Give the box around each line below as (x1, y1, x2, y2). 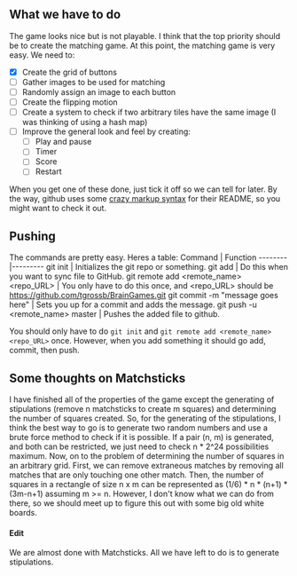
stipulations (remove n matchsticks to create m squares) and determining (9, 404, 277, 414)
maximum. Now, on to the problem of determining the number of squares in (9, 451, 285, 462)
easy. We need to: (9, 49, 75, 60)
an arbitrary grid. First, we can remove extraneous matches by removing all (9, 461, 284, 471)
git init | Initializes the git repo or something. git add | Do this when (45, 262, 288, 272)
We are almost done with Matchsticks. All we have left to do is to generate (9, 548, 279, 558)
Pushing (9, 228, 56, 243)
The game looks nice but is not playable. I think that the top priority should (9, 30, 281, 41)
